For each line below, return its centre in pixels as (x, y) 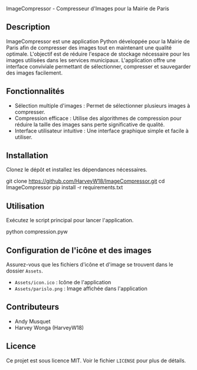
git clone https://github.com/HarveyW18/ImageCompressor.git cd (86, 181)
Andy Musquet (33, 321)
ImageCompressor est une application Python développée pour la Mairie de (98, 41)
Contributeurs (33, 307)
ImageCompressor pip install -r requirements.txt (65, 187)
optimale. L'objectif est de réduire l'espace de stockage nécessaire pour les (98, 54)
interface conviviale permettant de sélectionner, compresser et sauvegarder (98, 66)
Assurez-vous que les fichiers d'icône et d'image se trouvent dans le (90, 265)
